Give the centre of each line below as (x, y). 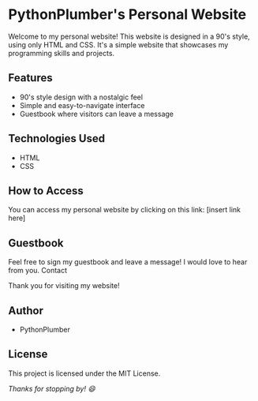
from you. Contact (38, 271)
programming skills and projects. (62, 53)
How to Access (46, 191)
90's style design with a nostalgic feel (81, 97)
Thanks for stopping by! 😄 (52, 388)
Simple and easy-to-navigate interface (82, 105)
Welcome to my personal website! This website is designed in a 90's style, (129, 36)
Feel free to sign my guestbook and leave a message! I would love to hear (128, 262)
